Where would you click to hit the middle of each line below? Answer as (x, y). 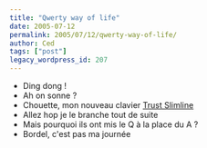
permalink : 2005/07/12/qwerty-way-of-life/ (93, 35)
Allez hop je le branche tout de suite (90, 115)
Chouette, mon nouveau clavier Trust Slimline (108, 105)
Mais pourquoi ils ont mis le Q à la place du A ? (110, 124)
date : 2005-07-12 (42, 26)
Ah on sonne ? (50, 95)
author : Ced (32, 43)
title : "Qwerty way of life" (65, 18)
